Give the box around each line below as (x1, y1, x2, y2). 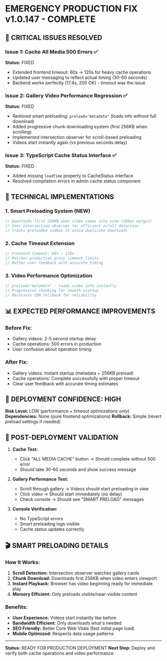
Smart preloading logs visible (19, 521, 80, 527)
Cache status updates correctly (19, 526, 84, 532)
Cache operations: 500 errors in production (12, 341, 102, 347)
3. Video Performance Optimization (5, 272, 92, 279)
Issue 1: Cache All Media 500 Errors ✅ (5, 48, 98, 55)
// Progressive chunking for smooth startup (5, 288, 99, 293)
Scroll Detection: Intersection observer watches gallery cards (12, 570, 140, 576)
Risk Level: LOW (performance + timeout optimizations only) (5, 408, 130, 414)
